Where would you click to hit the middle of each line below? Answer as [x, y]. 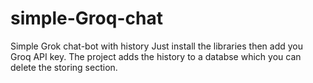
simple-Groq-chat [86, 18]
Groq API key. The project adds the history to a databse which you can [156, 56]
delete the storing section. [64, 67]
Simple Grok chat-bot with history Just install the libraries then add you [157, 46]
